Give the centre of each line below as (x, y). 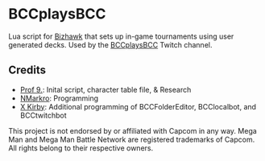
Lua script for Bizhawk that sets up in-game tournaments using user (121, 36)
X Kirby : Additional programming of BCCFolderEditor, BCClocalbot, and (138, 106)
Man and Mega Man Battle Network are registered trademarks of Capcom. (132, 139)
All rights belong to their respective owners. (81, 148)
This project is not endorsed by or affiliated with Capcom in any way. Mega (133, 130)
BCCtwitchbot (43, 115)
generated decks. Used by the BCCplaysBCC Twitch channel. (110, 44)
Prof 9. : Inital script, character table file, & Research (106, 89)
